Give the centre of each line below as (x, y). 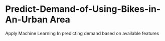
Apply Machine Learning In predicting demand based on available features (82, 33)
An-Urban (27, 20)
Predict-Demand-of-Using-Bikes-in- (83, 9)
